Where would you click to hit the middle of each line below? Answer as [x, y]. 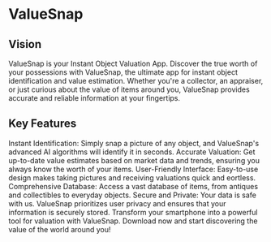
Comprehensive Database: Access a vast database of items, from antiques [133, 186]
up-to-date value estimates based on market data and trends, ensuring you [134, 160]
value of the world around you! [60, 229]
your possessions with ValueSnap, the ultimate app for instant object [123, 72]
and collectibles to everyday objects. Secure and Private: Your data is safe [133, 195]
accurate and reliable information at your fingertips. [95, 98]
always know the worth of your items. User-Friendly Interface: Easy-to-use [133, 169]
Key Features [43, 124]
